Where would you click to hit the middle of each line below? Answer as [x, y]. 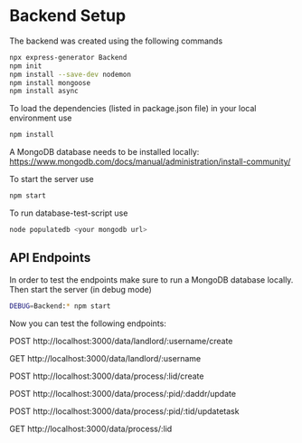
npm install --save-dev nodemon [70, 74]
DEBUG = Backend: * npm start [60, 306]
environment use [41, 118]
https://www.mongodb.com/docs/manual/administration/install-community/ [150, 162]
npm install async [44, 91]
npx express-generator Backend [68, 57]
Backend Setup [68, 16]
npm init [26, 66]
